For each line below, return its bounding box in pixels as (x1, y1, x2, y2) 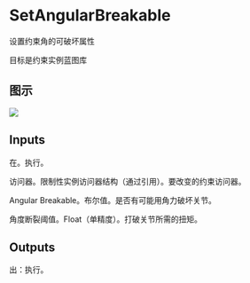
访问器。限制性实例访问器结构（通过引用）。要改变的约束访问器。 (9, 176, 246, 186)
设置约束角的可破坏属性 (9, 35, 95, 46)
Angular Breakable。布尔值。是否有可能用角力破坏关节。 (9, 194, 217, 205)
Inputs (9, 132, 46, 147)
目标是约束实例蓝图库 (9, 54, 87, 65)
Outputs (9, 240, 56, 255)
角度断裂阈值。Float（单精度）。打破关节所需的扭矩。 (9, 214, 202, 224)
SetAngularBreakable (9, 5, 171, 26)
